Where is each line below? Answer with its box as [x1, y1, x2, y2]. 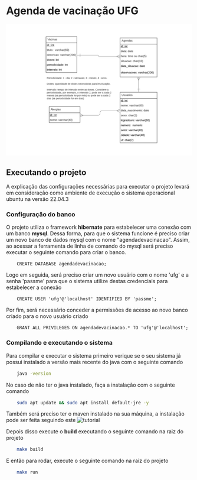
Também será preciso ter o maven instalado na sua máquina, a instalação [6, 410, 185, 417]
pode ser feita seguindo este [6, 417, 76, 424]
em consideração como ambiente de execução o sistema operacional [6, 189, 175, 196]
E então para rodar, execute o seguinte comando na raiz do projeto [6, 457, 169, 465]
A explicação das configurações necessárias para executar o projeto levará [6, 183, 190, 190]
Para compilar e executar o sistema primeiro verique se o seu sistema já [6, 352, 181, 359]
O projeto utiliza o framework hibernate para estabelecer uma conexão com [6, 223, 192, 231]
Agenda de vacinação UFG [6, 4, 139, 18]
